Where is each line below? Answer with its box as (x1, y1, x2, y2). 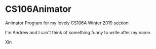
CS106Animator (5, 3, 72, 15)
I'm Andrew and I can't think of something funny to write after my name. (5, 29, 152, 35)
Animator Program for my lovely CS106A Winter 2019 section (5, 20, 129, 26)
